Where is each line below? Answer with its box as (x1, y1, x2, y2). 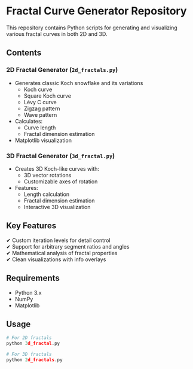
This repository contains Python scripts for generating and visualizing (6, 24, 177, 31)
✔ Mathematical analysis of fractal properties (6, 249, 118, 256)
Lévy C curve (23, 98, 57, 105)
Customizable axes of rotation (23, 178, 98, 185)
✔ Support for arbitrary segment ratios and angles (6, 243, 130, 250)
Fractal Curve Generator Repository (6, 4, 187, 18)
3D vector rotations (23, 171, 72, 179)
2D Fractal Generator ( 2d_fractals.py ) (6, 66, 118, 74)
